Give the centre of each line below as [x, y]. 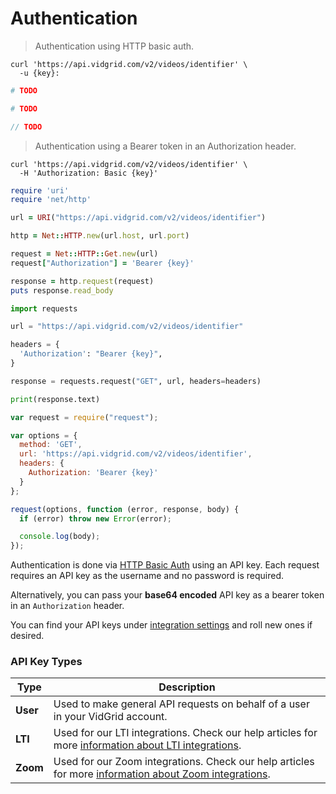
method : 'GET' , [51, 445]
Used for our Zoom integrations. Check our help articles [184, 762]
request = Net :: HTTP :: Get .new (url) [84, 254]
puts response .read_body [62, 290]
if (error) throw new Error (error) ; [95, 518]
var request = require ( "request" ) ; [84, 417]
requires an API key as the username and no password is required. [147, 576]
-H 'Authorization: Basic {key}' [89, 173]
